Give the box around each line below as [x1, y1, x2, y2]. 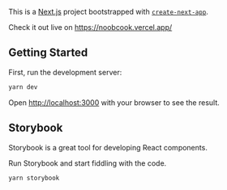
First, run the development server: [8, 67, 122, 77]
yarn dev [8, 82, 38, 91]
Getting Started [8, 46, 88, 60]
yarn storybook [8, 174, 60, 182]
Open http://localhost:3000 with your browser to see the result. [8, 97, 221, 108]
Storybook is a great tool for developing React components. [8, 142, 208, 152]
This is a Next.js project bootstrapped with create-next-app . [8, 7, 209, 16]
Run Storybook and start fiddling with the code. [8, 158, 167, 168]
